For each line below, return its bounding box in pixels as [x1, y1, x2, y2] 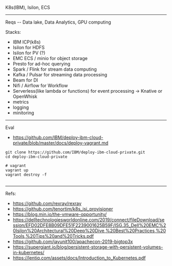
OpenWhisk [12, 93, 37, 99]
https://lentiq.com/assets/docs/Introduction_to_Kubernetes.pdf [12, 255, 146, 261]
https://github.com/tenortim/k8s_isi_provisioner [12, 206, 114, 212]
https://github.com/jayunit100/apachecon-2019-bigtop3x [12, 238, 133, 244]
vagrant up [5, 168, 29, 173]
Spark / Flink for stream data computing [12, 66, 97, 72]
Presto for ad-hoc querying [12, 61, 71, 67]
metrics [12, 99, 29, 105]
